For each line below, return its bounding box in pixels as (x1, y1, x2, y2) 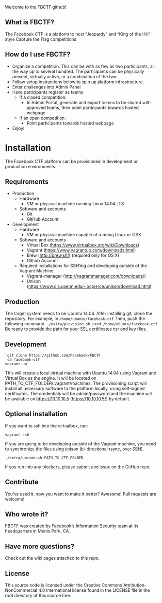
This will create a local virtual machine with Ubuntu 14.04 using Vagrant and (5, 370, 157, 376)
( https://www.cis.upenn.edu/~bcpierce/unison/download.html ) (26, 284, 152, 289)
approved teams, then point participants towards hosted (26, 105, 139, 110)
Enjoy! (12, 125, 25, 131)
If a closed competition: (19, 94, 67, 100)
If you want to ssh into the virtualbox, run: (5, 423, 88, 428)
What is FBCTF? (5, 18, 54, 26)
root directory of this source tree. (5, 593, 71, 599)
